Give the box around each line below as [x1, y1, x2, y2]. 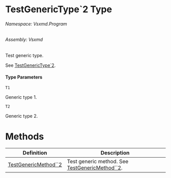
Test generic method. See [67, 158, 129, 165]
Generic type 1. [5, 94, 37, 100]
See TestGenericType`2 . [5, 62, 56, 68]
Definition [22, 149, 47, 157]
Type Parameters [5, 74, 43, 80]
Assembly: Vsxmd [5, 37, 43, 43]
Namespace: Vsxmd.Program [5, 20, 67, 27]
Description [100, 149, 130, 157]
